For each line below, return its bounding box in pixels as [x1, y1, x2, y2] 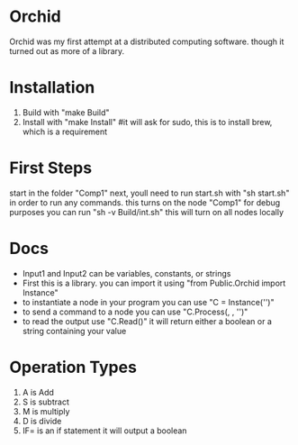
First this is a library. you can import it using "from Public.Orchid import [22, 277, 286, 288]
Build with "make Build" [22, 106, 110, 118]
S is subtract [22, 396, 69, 407]
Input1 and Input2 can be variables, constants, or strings [22, 268, 231, 278]
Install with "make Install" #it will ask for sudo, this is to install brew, [22, 116, 273, 127]
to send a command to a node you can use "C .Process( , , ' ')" [22, 306, 248, 317]
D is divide [22, 415, 62, 426]
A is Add [22, 386, 54, 397]
